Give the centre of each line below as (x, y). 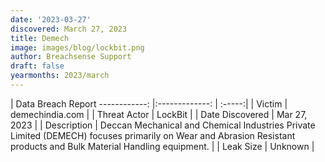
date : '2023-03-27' (51, 19)
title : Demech (40, 38)
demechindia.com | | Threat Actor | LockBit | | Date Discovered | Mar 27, (159, 114)
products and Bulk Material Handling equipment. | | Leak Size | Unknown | (162, 146)
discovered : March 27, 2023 (69, 29)
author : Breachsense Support (71, 57)
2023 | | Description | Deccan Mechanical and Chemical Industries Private (163, 125)
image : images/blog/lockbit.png (77, 47)
